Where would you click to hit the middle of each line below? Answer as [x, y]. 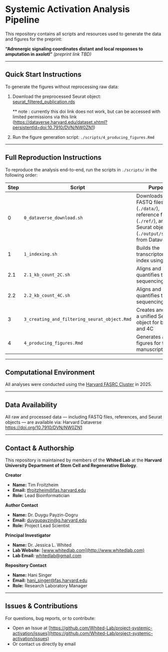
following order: [21, 175]
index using [150, 260]
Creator [13, 475]
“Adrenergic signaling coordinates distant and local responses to [74, 49]
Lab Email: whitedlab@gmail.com [47, 556]
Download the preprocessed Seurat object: [57, 96]
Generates [148, 337]
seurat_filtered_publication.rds [43, 102]
